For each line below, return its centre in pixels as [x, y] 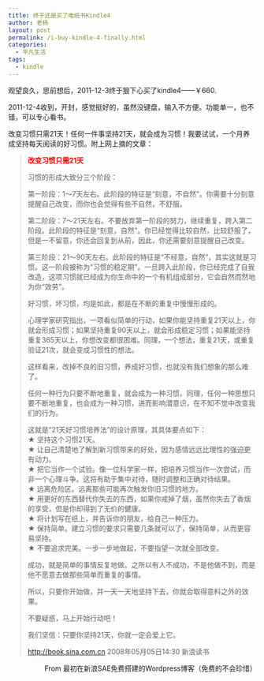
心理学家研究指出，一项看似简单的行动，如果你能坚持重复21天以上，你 [141, 320]
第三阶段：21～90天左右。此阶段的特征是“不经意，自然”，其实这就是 [138, 256]
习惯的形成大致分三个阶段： [73, 177]
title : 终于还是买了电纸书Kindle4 [59, 15]
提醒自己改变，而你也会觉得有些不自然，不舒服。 [107, 204]
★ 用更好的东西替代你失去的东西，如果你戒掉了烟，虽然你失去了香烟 [139, 499]
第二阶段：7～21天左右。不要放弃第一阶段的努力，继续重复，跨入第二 [140, 220]
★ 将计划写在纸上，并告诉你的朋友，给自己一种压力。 [115, 518]
